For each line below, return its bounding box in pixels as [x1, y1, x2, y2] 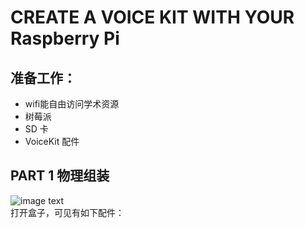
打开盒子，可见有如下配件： [10, 206, 125, 218]
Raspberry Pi [10, 27, 120, 50]
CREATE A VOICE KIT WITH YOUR [10, 6, 295, 29]
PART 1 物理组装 [10, 167, 110, 185]
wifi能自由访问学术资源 [24, 98, 120, 110]
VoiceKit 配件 [24, 136, 80, 147]
